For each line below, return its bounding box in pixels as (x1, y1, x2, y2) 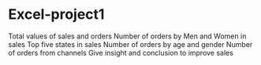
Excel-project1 (8, 5, 105, 23)
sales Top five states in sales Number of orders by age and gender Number (8, 39, 253, 49)
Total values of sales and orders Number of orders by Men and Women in (8, 31, 247, 41)
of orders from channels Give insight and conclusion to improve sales (8, 48, 234, 57)
